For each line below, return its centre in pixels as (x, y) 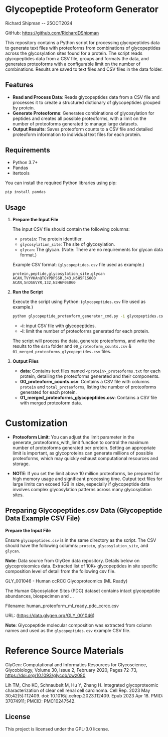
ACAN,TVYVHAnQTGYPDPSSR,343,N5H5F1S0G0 (54, 278)
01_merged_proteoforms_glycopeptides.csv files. (62, 352)
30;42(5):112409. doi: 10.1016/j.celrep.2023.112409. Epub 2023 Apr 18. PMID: (84, 695)
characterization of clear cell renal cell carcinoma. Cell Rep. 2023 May (78, 690)
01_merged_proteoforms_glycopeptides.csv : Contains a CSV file (88, 398)
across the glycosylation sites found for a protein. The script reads (74, 53)
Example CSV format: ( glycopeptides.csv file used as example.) (78, 265)
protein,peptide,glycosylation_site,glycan (59, 274)
